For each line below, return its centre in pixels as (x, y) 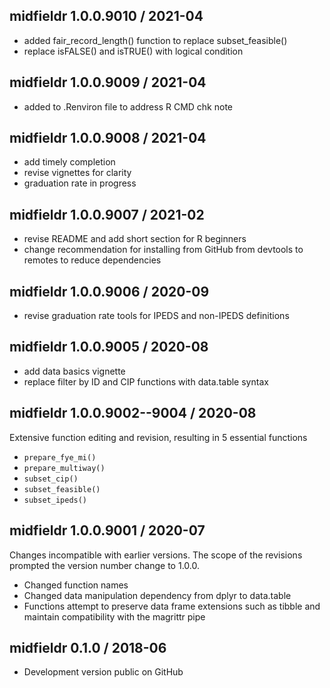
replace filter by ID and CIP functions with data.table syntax (146, 381)
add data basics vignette (74, 371)
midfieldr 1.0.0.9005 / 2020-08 (109, 347)
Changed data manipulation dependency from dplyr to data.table (157, 595)
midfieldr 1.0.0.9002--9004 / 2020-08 (133, 413)
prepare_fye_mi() (60, 457)
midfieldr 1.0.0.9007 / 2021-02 (107, 214)
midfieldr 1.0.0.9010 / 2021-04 (106, 16)
